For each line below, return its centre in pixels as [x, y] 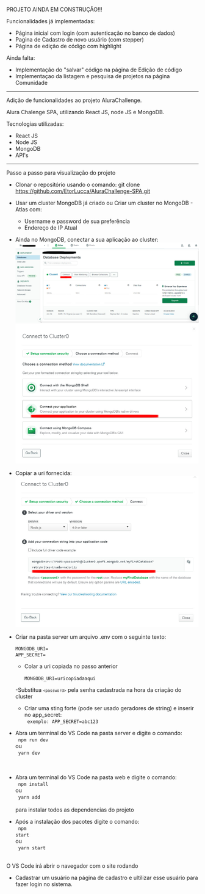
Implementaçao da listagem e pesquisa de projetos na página [92, 76]
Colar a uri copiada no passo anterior [71, 666]
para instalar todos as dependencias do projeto [74, 810]
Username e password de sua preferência [77, 221]
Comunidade [31, 83]
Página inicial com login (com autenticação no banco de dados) [95, 33]
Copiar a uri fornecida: [43, 473]
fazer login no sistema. [44, 884]
